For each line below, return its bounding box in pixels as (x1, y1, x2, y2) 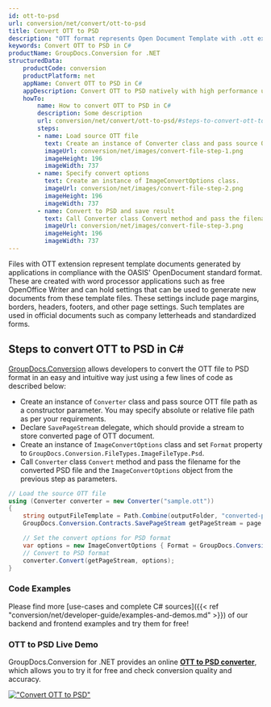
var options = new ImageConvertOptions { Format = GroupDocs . (23, 542, 236, 550)
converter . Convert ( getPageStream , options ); (23, 556, 175, 565)
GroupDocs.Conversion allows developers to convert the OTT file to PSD (8, 364, 250, 374)
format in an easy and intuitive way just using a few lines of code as (8, 372, 234, 382)
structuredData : (8, 57, 63, 65)
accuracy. (8, 675, 42, 684)
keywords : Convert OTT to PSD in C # (8, 42, 131, 50)
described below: (8, 381, 66, 391)
